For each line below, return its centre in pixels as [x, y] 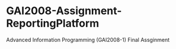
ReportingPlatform [53, 23]
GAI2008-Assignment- [64, 11]
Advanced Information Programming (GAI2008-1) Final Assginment [88, 40]
